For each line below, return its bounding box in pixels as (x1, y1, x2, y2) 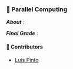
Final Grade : (6, 30, 38, 37)
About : (6, 19, 25, 26)
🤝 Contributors (6, 43, 43, 50)
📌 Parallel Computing (6, 5, 68, 13)
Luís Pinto (14, 56, 39, 63)
